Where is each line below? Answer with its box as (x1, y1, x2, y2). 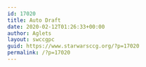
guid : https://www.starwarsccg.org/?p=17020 (7, 43, 140, 50)
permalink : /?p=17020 (7, 50, 71, 57)
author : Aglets (7, 29, 52, 37)
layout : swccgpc (7, 36, 55, 43)
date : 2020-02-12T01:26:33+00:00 (7, 23, 105, 30)
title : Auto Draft (7, 17, 61, 24)
